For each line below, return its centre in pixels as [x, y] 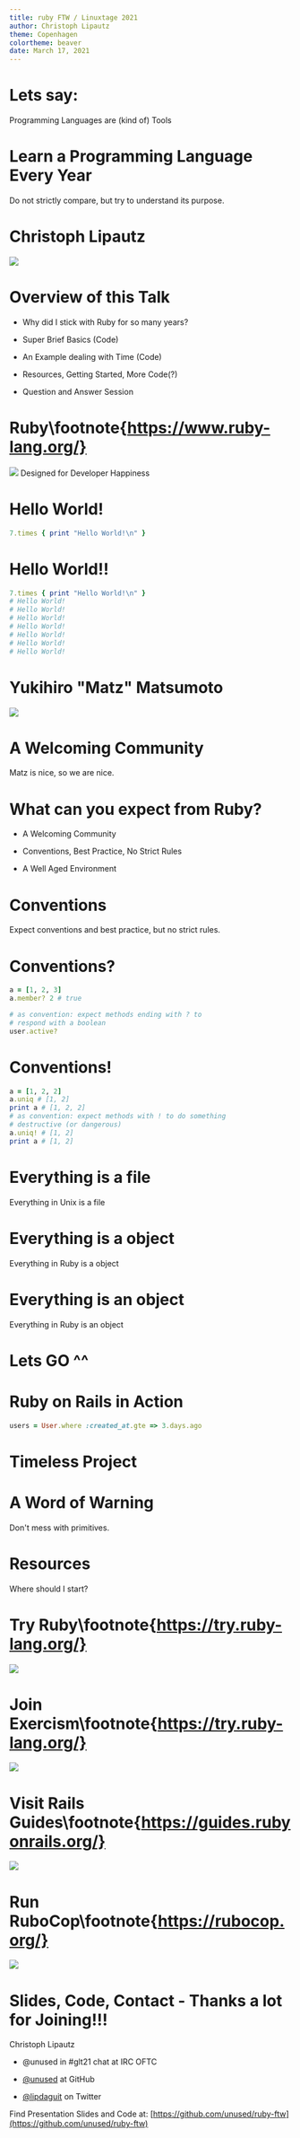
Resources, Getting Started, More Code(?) [100, 374]
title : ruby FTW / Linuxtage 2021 [74, 18]
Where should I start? [49, 1589]
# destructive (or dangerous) [66, 1125]
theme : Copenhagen [43, 34]
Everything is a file [80, 1177]
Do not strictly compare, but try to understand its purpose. [117, 200]
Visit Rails [47, 1803]
